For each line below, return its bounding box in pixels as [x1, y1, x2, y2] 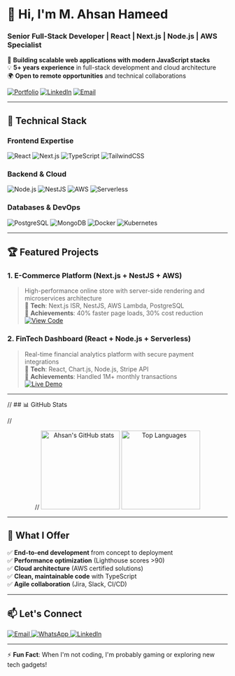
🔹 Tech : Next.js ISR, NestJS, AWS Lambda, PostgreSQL [24, 301, 185, 310]
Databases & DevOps [7, 202, 80, 212]
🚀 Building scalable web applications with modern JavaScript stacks [7, 56, 211, 64]
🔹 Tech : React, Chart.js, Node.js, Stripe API [24, 364, 149, 373]
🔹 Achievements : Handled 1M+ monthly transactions [24, 372, 178, 380]
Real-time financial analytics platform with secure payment [24, 350, 194, 358]
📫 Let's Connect [7, 607, 83, 619]
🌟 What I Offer [7, 530, 70, 542]
